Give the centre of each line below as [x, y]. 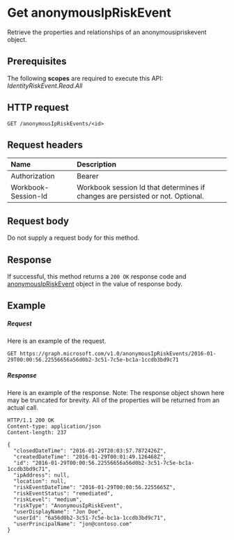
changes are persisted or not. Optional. [140, 196]
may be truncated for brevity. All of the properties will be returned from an [114, 400]
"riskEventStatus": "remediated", [63, 494]
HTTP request [38, 108]
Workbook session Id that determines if [141, 187]
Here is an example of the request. [57, 341]
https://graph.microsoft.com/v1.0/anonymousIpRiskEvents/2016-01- [118, 354]
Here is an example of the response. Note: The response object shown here [116, 393]
